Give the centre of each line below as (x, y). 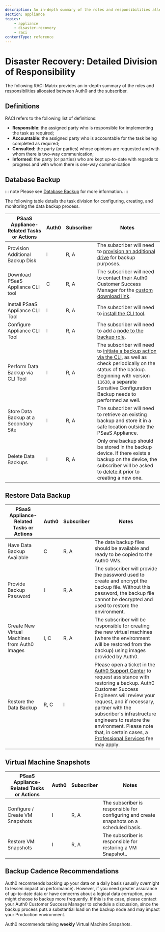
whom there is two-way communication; (53, 154)
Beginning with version (124, 376)
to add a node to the (121, 331)
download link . (114, 296)
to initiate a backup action (127, 351)
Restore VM (21, 841)
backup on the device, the (127, 459)
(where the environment (122, 638)
